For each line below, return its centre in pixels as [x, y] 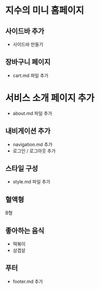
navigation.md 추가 [33, 144]
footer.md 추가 [28, 281]
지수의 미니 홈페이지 [45, 11]
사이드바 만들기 [28, 44]
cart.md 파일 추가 [31, 75]
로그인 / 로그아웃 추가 [34, 151]
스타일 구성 [22, 168]
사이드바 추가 [25, 31]
